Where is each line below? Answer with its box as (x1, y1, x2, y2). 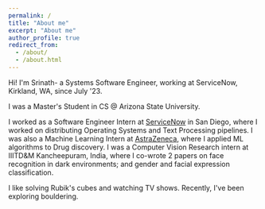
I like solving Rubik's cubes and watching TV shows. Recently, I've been (8, 183, 244, 192)
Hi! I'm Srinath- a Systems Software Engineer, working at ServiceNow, (8, 77, 238, 87)
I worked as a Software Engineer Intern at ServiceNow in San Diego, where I (8, 117, 258, 126)
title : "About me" (8, 19, 69, 27)
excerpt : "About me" (8, 26, 77, 34)
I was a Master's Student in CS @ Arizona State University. (8, 101, 201, 111)
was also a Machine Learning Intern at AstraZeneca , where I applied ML (8, 134, 244, 143)
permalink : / (8, 11, 52, 20)
